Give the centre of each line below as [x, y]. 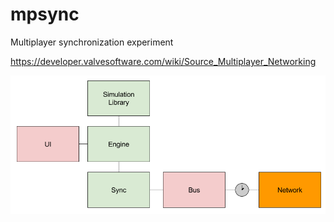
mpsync [45, 14]
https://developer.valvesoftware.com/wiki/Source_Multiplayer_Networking [163, 61]
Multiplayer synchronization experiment [92, 42]
